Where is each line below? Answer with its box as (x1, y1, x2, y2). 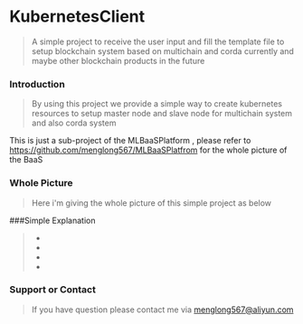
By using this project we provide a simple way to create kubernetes (31, 98, 283, 109)
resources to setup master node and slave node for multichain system (31, 108, 292, 119)
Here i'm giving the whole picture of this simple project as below (31, 197, 272, 208)
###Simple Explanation (9, 215, 96, 226)
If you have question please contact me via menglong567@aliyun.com (31, 304, 294, 315)
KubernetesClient (9, 6, 146, 27)
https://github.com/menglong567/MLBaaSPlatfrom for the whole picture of (9, 144, 288, 155)
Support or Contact (9, 283, 97, 296)
